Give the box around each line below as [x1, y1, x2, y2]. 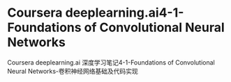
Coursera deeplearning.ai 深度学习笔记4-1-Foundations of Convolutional [7, 58, 215, 67]
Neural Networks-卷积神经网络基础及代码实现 [7, 67, 138, 75]
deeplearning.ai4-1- [65, 5, 184, 21]
